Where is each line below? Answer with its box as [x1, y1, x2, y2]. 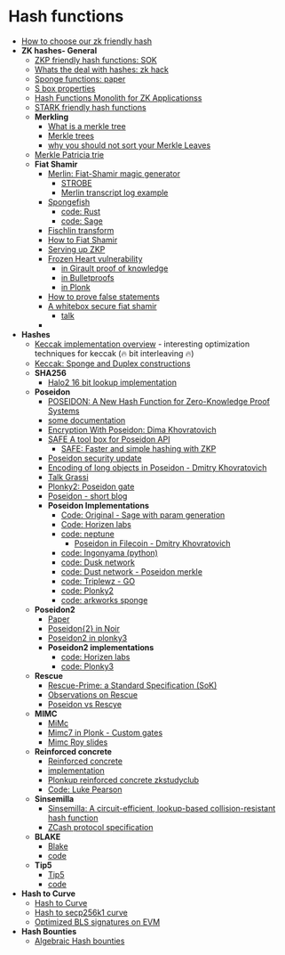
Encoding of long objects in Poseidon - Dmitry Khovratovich [47, 461, 267, 473]
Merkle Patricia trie [34, 149, 104, 159]
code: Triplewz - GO [60, 575, 135, 586]
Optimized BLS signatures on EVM [34, 916, 161, 927]
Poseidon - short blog [47, 490, 128, 501]
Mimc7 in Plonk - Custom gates [47, 727, 163, 738]
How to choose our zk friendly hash [20, 36, 153, 46]
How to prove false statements [47, 291, 161, 302]
